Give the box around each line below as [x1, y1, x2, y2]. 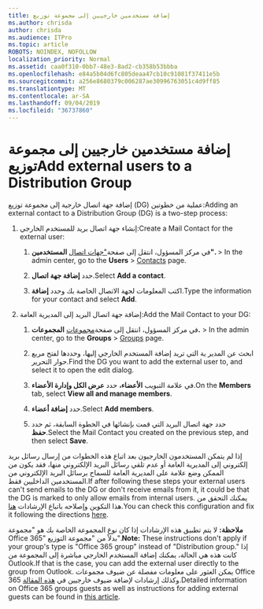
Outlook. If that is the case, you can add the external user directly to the [8, 558, 239, 567]
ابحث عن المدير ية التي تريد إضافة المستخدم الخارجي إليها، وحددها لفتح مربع [31, 348, 254, 358]
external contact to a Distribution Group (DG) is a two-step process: [8, 208, 228, 217]
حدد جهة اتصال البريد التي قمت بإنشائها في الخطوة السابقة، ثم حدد [31, 419, 227, 429]
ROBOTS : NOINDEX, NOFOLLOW [8, 48, 97, 56]
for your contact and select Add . [31, 294, 138, 304]
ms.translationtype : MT [8, 84, 87, 93]
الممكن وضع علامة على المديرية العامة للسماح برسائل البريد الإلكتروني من [8, 467, 224, 477]
